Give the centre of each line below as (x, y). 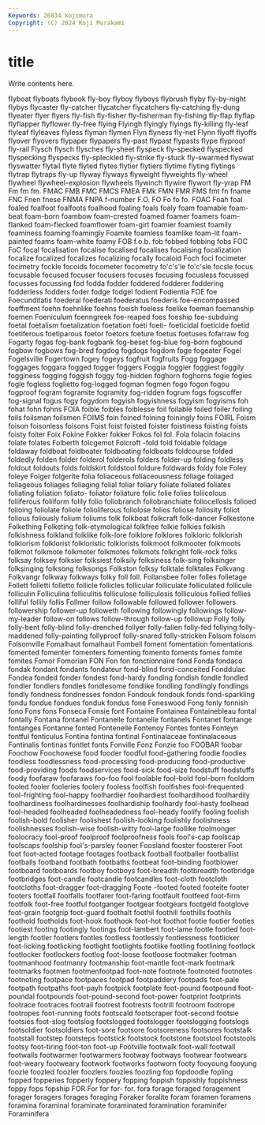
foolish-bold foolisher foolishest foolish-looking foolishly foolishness (119, 820)
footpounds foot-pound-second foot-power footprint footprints (139, 996)
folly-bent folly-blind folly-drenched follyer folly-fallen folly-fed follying (123, 628)
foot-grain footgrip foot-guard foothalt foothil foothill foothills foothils (120, 913)
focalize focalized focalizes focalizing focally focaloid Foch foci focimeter (127, 258)
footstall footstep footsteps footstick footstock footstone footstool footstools (132, 1038)
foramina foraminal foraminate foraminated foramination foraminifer (118, 1105)
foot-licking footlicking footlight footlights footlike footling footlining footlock (132, 946)
